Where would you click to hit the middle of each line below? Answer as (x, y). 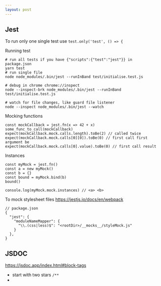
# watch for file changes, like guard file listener (60, 103)
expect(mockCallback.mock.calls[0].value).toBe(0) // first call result (81, 147)
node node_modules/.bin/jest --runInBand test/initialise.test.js (74, 77)
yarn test (15, 68)
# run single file (24, 73)
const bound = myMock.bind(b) (36, 178)
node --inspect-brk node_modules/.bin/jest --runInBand (63, 90)
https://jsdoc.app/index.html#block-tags (46, 265)
